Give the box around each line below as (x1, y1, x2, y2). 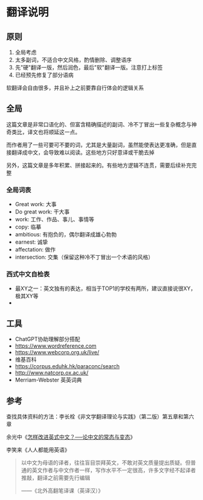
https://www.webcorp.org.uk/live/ (14, 349, 100, 356)
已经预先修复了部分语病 (14, 71, 74, 79)
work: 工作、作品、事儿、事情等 (14, 216, 95, 223)
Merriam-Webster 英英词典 (14, 376, 82, 384)
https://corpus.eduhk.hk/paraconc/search (14, 363, 120, 370)
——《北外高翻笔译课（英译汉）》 (21, 487, 104, 495)
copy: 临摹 (14, 223, 42, 230)
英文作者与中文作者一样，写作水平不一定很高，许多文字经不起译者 (31, 467, 196, 474)
